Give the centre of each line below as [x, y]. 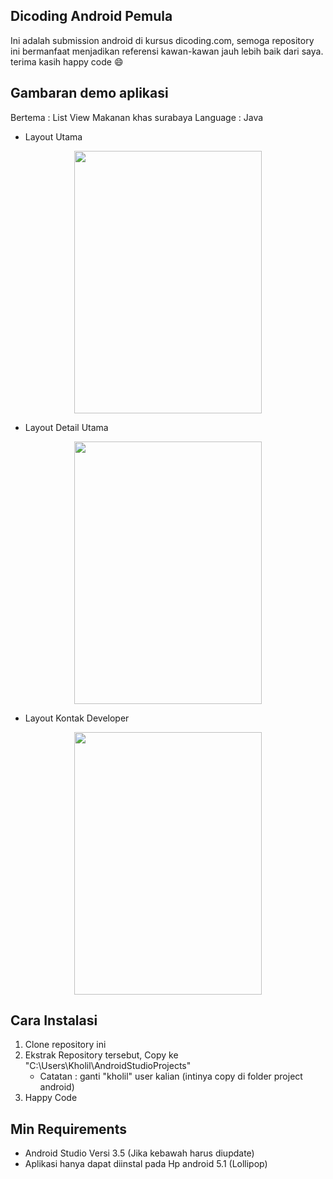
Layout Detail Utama [66, 427]
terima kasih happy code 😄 [67, 61]
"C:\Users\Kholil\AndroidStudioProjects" [108, 1066]
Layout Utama [53, 136]
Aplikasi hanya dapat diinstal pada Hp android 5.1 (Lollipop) [146, 1164]
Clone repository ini [65, 1045]
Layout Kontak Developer [77, 718]
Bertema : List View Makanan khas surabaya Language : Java [137, 117]
